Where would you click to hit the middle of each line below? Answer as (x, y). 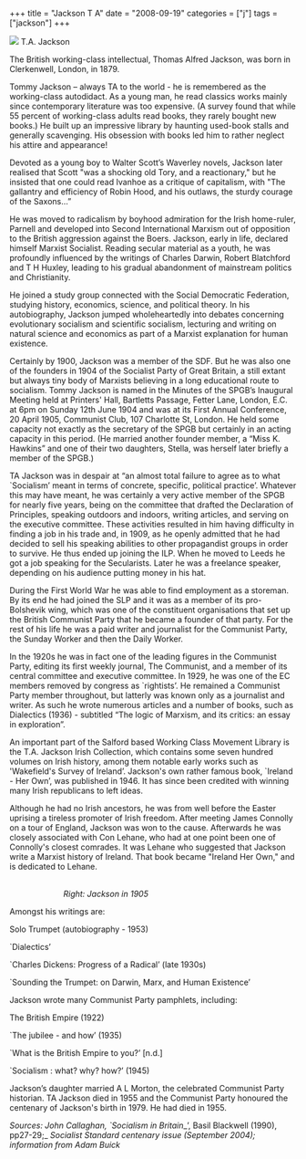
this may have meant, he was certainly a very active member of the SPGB (147, 495)
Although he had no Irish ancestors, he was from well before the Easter (143, 808)
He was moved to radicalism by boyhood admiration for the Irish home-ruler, (153, 219)
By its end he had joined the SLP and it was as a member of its (127, 600)
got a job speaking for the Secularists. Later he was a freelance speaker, (145, 563)
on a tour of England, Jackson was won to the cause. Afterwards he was (145, 828)
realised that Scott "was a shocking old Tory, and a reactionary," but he (143, 172)
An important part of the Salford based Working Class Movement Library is (149, 742)
